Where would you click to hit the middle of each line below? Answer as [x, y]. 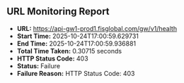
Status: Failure [39, 65]
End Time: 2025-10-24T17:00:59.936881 [76, 43]
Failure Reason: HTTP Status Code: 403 [76, 73]
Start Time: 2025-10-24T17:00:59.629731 [77, 36]
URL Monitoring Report [58, 12]
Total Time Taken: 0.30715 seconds [69, 51]
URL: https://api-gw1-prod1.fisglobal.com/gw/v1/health [97, 28]
